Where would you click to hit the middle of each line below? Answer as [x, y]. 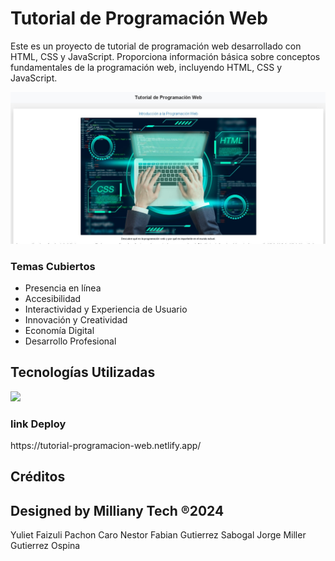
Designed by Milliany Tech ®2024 [117, 510]
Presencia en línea [63, 288]
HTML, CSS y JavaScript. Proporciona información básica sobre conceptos [165, 56]
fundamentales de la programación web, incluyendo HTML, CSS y [146, 67]
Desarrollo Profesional [70, 341]
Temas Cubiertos [53, 266]
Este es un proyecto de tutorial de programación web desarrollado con [156, 46]
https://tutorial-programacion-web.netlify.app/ [106, 445]
